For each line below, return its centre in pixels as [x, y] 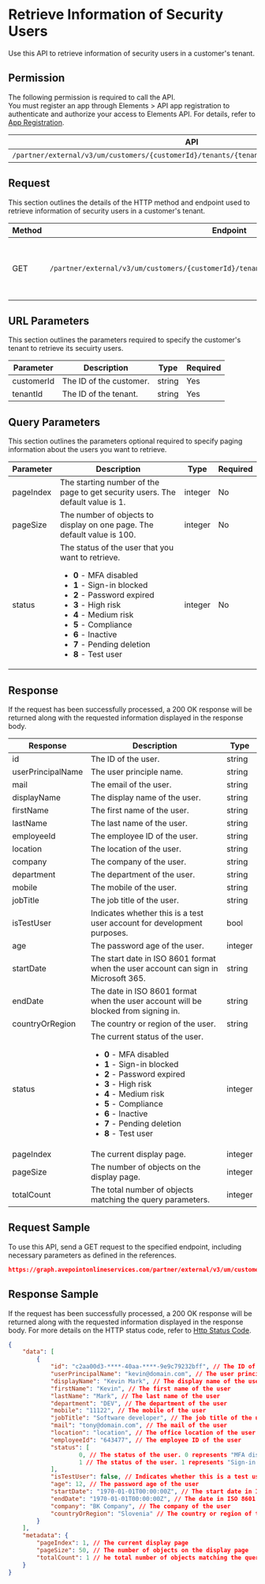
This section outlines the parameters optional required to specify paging [125, 441]
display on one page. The [106, 525]
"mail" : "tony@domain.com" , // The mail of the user [139, 1426]
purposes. [109, 933]
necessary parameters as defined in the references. [93, 1255]
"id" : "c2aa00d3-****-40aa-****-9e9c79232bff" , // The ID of [153, 1367]
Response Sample [53, 1294]
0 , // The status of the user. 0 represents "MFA [162, 1455]
